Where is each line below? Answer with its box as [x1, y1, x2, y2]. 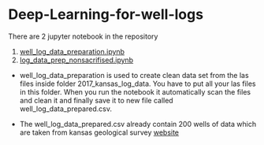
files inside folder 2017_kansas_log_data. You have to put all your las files [19, 79, 256, 88]
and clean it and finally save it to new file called [19, 95, 173, 105]
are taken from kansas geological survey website [19, 128, 180, 137]
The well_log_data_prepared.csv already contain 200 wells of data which [19, 119, 257, 128]
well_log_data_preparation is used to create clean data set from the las [19, 70, 250, 80]
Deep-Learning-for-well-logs [8, 6, 203, 24]
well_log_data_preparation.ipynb [19, 46, 125, 56]
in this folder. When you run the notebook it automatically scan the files [19, 87, 251, 96]
